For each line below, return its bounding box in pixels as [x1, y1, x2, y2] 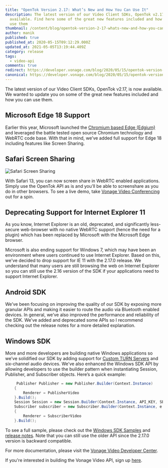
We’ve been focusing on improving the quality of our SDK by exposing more [5, 301, 161, 307]
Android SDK [5, 288, 46, 296]
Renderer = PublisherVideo [23, 390, 79, 395]
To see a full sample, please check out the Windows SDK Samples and [5, 427, 151, 433]
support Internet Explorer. [5, 273, 58, 280]
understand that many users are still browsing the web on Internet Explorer [5, 263, 159, 269]
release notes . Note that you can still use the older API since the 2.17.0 [5, 433, 149, 439]
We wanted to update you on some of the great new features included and [5, 91, 158, 97]
